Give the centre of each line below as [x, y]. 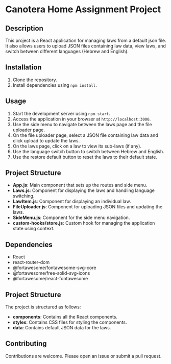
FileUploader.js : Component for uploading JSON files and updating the [88, 207]
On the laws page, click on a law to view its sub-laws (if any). [77, 146]
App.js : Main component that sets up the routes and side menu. [80, 185]
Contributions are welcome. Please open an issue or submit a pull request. [83, 356]
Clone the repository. [35, 80]
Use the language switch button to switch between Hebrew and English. [88, 151]
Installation [23, 67]
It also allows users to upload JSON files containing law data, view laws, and [86, 46]
